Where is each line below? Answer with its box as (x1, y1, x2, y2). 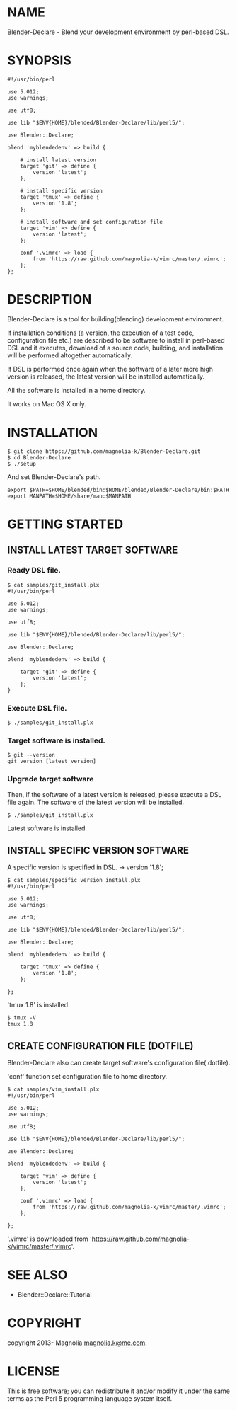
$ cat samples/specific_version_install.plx (7, 877, 141, 884)
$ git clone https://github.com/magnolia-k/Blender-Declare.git (7, 447, 201, 455)
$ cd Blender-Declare (7, 454, 71, 461)
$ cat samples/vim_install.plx (7, 1086, 100, 1094)
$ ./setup (7, 460, 37, 467)
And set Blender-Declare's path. (7, 472, 101, 481)
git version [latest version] (7, 758, 97, 765)
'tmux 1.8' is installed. (7, 1001, 70, 1009)
